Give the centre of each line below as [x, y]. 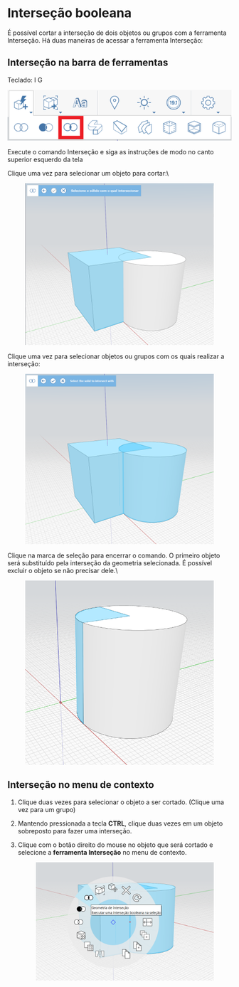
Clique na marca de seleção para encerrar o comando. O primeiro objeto [114, 555]
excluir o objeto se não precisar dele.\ [63, 571]
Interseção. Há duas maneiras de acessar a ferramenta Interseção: [105, 40]
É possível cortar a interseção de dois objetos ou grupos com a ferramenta [117, 33]
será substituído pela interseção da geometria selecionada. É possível [110, 563]
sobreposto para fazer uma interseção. [75, 831]
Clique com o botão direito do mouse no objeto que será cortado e [115, 845]
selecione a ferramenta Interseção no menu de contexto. [102, 852]
